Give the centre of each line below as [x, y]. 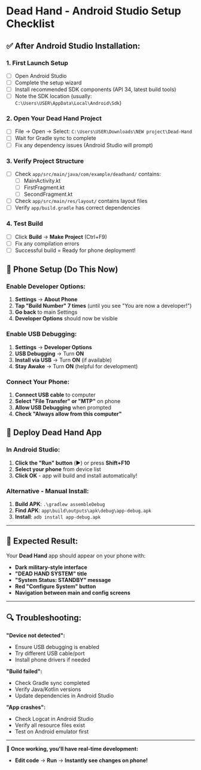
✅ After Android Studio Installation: [73, 46]
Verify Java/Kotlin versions [48, 689]
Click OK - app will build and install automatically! [76, 475]
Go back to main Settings [46, 312]
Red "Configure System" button [55, 586]
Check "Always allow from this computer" [68, 414]
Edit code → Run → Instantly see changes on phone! [81, 760]
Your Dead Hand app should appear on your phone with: [76, 556]
